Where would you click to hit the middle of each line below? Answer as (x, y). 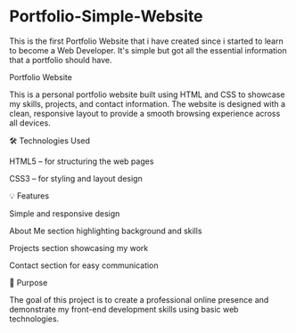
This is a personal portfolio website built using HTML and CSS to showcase (147, 94)
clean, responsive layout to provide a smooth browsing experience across (145, 113)
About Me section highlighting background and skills (106, 231)
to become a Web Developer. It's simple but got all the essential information (148, 50)
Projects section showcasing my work (79, 248)
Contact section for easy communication (84, 265)
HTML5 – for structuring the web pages (82, 161)
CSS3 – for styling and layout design (76, 178)
